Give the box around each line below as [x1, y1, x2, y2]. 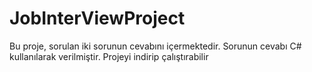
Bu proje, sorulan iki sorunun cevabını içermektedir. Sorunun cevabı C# [9, 40, 302, 52]
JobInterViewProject [9, 7, 186, 30]
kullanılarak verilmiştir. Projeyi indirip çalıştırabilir [9, 50, 209, 62]
